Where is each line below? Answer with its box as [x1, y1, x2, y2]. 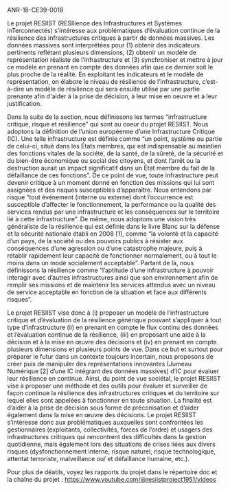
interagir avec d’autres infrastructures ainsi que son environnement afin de [7, 274, 218, 281]
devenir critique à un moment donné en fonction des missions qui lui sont [7, 179, 215, 186]
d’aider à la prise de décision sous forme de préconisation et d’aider [7, 403, 199, 412]
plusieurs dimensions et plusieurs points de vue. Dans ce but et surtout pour [7, 345, 223, 353]
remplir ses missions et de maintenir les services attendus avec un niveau [7, 281, 216, 289]
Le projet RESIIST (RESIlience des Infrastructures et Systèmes [7, 19, 183, 27]
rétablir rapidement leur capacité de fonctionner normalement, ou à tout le [7, 252, 217, 260]
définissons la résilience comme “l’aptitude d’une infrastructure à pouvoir [7, 266, 214, 274]
